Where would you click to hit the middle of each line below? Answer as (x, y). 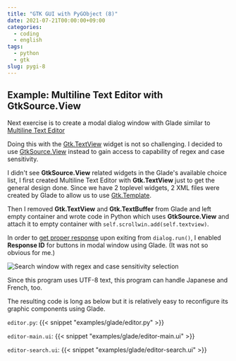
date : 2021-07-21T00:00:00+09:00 (56, 20)
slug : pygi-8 (26, 66)
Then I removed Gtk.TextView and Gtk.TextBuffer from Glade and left (109, 209)
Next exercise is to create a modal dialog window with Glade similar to (109, 123)
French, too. (25, 288)
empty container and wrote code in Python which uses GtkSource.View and (118, 217)
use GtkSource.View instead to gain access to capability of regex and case (116, 152)
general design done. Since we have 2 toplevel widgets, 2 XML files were (113, 188)
